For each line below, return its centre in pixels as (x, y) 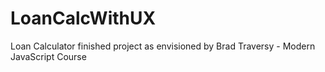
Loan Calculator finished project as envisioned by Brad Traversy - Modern (163, 46)
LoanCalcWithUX (83, 18)
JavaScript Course (48, 56)
